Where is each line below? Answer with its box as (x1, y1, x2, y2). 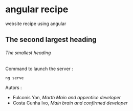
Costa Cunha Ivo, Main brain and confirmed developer (12, 100, 128, 106)
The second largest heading (5, 35, 97, 44)
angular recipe (5, 4, 69, 15)
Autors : (5, 84, 22, 91)
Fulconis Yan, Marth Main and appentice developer (12, 94, 121, 100)
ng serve (5, 75, 24, 80)
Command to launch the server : (5, 65, 73, 72)
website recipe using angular (5, 20, 66, 27)
